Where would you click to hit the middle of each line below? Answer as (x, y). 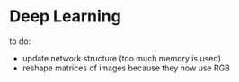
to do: (20, 41)
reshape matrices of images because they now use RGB (126, 68)
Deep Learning (65, 16)
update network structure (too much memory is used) (122, 58)
